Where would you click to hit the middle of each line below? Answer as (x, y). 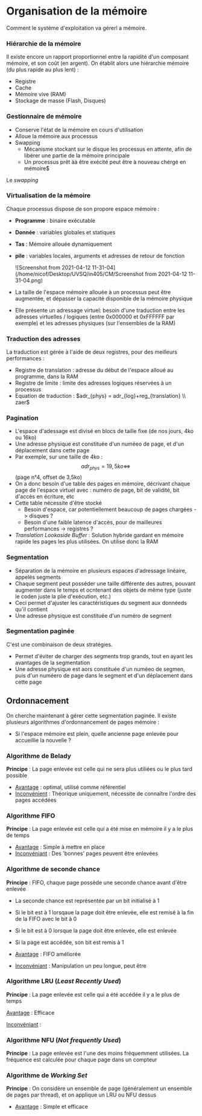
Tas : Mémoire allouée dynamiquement (64, 244)
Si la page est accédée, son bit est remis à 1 (69, 942)
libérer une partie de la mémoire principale (77, 155)
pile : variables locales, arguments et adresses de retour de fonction (100, 256)
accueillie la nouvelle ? (43, 740)
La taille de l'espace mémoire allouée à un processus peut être (93, 292)
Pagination (22, 418)
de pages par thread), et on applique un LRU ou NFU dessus (81, 1095)
